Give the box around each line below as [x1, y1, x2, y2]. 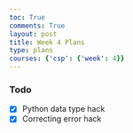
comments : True [9, 21, 66, 30]
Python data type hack [21, 104, 106, 114]
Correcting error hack [21, 113, 102, 124]
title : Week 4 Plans [9, 37, 86, 47]
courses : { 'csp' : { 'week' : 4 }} [9, 54, 125, 63]
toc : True [9, 12, 46, 22]
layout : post [9, 29, 58, 38]
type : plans [9, 46, 53, 55]
